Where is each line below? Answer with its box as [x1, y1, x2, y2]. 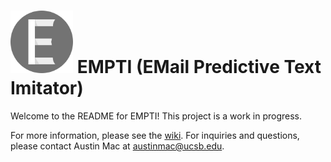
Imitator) [10, 77, 84, 100]
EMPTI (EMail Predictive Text [76, 56, 322, 79]
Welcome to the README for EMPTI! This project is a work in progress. [10, 110, 302, 122]
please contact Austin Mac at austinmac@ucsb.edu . [10, 140, 225, 152]
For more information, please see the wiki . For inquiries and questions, [10, 129, 300, 141]
